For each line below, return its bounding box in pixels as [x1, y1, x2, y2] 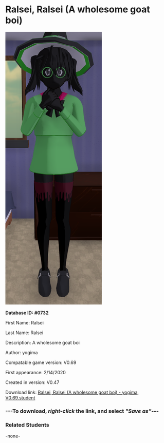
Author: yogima [5, 349, 38, 355]
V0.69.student [5, 394, 35, 401]
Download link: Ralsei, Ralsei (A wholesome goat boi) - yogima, [5, 389, 139, 395]
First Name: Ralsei [5, 319, 44, 325]
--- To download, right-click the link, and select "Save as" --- [5, 407, 159, 414]
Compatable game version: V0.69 [5, 359, 77, 365]
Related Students [5, 421, 50, 428]
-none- [5, 433, 21, 439]
